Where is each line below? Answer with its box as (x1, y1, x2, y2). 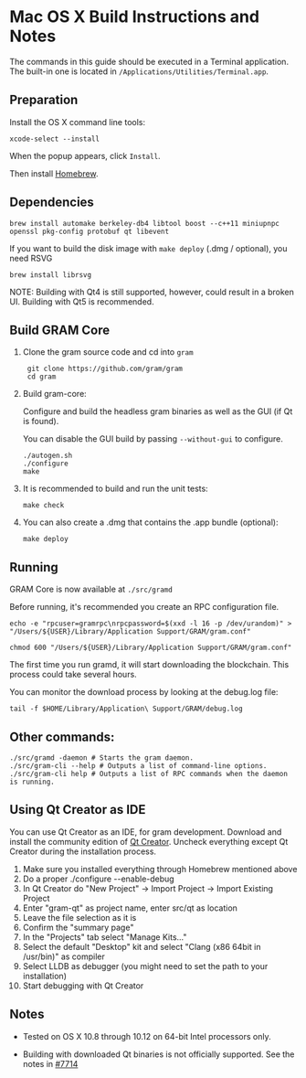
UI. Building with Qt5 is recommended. (9, 295, 154, 307)
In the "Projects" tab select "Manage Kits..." (22, 931, 187, 943)
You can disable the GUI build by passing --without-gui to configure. (22, 433, 283, 444)
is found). (22, 416, 59, 427)
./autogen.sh (22, 451, 73, 461)
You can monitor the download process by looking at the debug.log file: (9, 687, 279, 698)
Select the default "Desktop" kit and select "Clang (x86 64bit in (22, 941, 261, 952)
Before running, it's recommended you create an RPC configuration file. (9, 602, 280, 613)
